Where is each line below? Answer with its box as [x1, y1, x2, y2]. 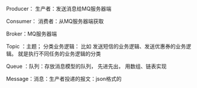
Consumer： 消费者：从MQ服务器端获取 [6, 18, 104, 25]
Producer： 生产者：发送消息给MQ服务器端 [6, 5, 111, 12]
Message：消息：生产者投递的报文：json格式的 [6, 76, 122, 82]
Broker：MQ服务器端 [6, 30, 57, 37]
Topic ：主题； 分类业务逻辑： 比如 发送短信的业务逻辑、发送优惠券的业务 [6, 43, 186, 50]
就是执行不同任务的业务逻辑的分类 [17, 50, 101, 57]
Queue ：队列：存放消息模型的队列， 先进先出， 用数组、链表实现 [6, 63, 167, 70]
